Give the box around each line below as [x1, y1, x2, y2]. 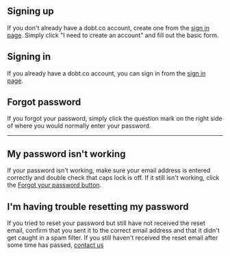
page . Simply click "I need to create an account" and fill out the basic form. [7, 31, 219, 39]
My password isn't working [7, 148, 126, 160]
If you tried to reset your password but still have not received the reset [7, 219, 205, 227]
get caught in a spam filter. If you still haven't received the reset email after [7, 233, 218, 242]
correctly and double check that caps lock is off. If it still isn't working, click [7, 174, 220, 182]
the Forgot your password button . [7, 181, 102, 189]
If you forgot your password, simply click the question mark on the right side [7, 115, 222, 123]
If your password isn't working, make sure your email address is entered [7, 166, 211, 174]
